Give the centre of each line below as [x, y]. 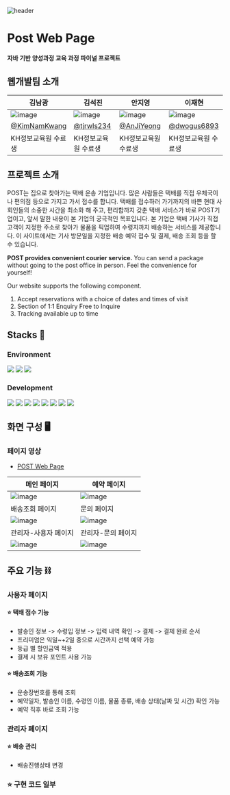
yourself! [20, 272]
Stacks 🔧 [26, 335]
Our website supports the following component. [74, 286]
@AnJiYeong [140, 125]
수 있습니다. [23, 244]
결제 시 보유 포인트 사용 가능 [54, 657]
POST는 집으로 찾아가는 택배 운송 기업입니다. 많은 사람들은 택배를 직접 [101, 192]
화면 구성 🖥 [29, 427]
